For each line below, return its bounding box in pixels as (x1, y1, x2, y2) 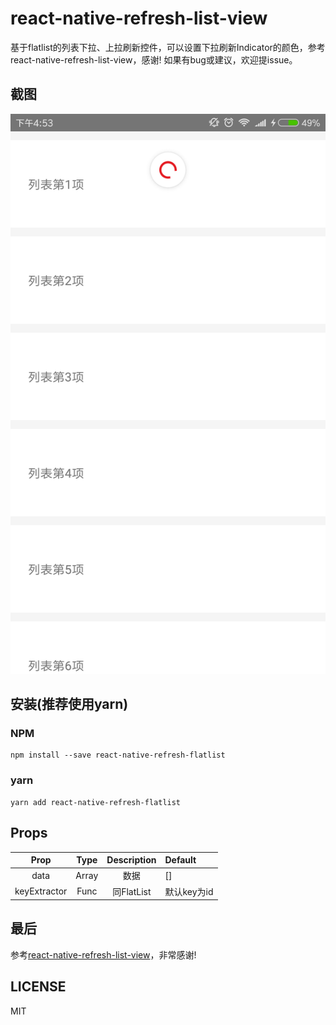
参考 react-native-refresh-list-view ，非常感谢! (10, 948, 197, 961)
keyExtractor (14, 885, 68, 897)
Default (164, 854, 197, 866)
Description (106, 854, 157, 866)
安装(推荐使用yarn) (10, 696, 129, 713)
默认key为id (164, 885, 214, 897)
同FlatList (112, 885, 152, 897)
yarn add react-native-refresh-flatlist (10, 797, 182, 807)
